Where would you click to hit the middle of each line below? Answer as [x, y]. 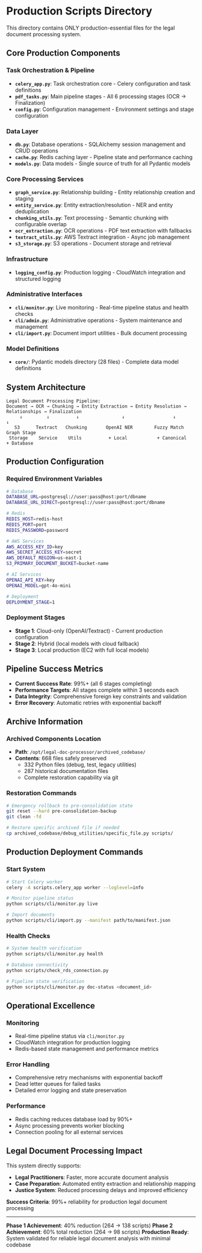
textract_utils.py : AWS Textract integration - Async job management [102, 237]
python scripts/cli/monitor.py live [52, 904]
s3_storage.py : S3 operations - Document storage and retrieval [93, 244]
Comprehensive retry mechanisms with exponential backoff [89, 1078]
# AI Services [24, 575]
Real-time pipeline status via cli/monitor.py [70, 1036]
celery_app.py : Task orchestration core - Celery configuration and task [103, 83]
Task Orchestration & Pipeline [50, 71]
